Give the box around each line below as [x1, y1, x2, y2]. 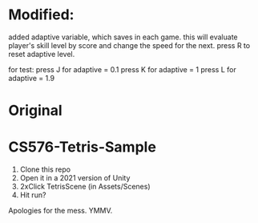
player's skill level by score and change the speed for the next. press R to [8, 40, 251, 50]
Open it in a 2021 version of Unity [19, 173, 131, 183]
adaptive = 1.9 [8, 73, 55, 83]
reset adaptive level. [8, 49, 75, 59]
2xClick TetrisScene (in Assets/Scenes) [19, 182, 151, 192]
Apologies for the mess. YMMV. [8, 206, 113, 216]
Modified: [8, 6, 75, 24]
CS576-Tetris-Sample [8, 138, 156, 156]
